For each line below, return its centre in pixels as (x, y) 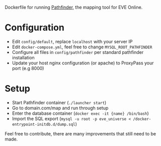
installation (23, 57)
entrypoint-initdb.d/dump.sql (44, 124)
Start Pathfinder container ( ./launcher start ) (59, 102)
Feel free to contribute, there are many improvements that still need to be (80, 133)
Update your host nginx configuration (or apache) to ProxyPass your (83, 63)
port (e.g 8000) (28, 68)
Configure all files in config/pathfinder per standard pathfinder (78, 52)
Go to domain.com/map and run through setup (60, 108)
